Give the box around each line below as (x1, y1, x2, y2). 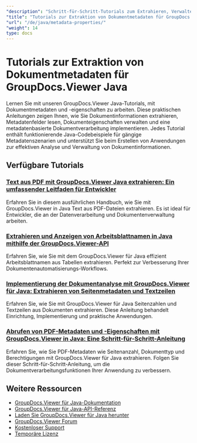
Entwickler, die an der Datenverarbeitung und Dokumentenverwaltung (6, 211, 175, 218)
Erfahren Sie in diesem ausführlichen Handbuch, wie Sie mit (6, 199, 151, 206)
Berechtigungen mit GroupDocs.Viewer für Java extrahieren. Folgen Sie (6, 354, 179, 361)
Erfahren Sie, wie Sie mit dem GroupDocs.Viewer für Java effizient (6, 253, 167, 260)
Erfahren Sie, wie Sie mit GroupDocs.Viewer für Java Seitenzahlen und (6, 300, 177, 308)
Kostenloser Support (14, 424, 64, 431)
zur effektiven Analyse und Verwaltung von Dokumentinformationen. (6, 144, 172, 151)
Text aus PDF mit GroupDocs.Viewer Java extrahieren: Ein (6, 178, 175, 186)
